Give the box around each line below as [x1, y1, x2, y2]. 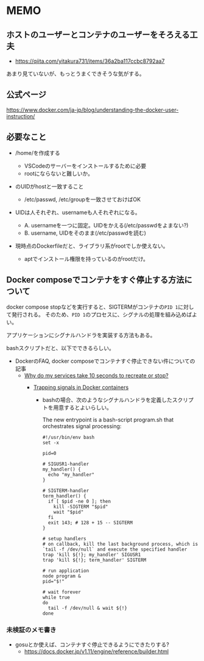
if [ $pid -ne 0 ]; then [47, 498, 111, 505]
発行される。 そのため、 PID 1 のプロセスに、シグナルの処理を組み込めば [11, 311, 192, 318]
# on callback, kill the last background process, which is [42, 541, 199, 548]
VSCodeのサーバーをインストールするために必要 [24, 162, 147, 170]
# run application [42, 568, 90, 574]
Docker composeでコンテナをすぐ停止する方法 [6, 275, 185, 285]
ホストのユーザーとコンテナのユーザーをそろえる [6, 29, 190, 40]
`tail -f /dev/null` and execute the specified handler [42, 546, 188, 552]
